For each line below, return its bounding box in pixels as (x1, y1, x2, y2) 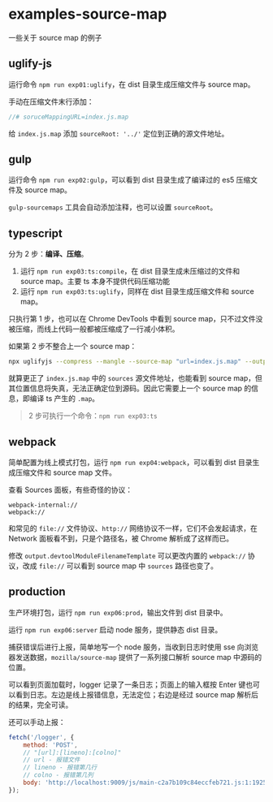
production (8, 585, 67, 599)
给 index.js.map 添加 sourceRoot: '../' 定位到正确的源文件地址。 (8, 128, 229, 138)
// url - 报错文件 (23, 756, 80, 764)
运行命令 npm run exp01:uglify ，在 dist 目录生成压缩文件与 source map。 (8, 79, 255, 89)
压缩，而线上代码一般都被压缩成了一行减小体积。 (15, 324, 180, 334)
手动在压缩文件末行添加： (8, 97, 94, 106)
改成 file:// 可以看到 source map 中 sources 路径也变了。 (22, 561, 218, 571)
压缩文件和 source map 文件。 (15, 468, 116, 477)
